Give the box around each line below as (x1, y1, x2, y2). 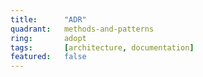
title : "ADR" (10, 14, 87, 25)
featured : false (10, 52, 87, 62)
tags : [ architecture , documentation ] (10, 42, 195, 53)
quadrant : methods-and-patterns (10, 24, 155, 34)
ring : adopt (10, 33, 87, 43)
